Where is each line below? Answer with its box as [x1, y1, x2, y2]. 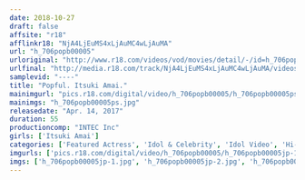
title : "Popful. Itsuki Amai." [9, 81, 128, 90]
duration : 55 [9, 115, 59, 124]
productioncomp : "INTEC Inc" [9, 124, 120, 133]
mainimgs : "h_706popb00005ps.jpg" [9, 97, 141, 107]
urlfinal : [9, 65, 47, 74]
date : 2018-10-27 [9, 13, 75, 23]
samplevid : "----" [9, 73, 79, 82]
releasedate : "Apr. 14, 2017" [9, 106, 124, 115]
